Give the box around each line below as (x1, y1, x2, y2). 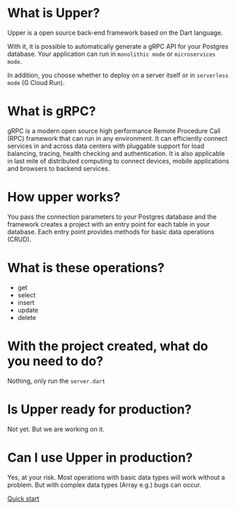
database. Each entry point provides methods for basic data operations (7, 227, 215, 236)
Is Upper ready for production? (7, 401, 192, 417)
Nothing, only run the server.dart (7, 377, 106, 385)
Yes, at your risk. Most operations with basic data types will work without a (7, 473, 225, 481)
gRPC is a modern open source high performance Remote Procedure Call (7, 126, 221, 135)
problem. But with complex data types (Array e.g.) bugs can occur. (7, 480, 201, 489)
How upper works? (7, 189, 121, 205)
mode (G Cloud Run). (7, 78, 65, 86)
